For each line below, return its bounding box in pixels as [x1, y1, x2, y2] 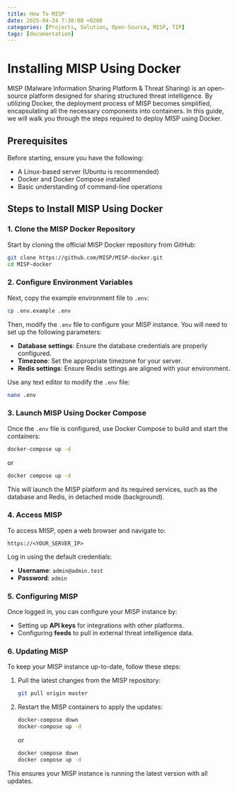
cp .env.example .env [7, 307, 71, 314]
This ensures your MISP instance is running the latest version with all [7, 769, 208, 777]
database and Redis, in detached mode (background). [7, 492, 165, 501]
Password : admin [17, 574, 67, 582]
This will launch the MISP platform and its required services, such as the [7, 485, 218, 493]
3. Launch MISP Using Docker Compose [7, 408, 147, 418]
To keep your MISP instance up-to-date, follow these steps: [7, 662, 181, 671]
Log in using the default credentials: [7, 552, 112, 561]
